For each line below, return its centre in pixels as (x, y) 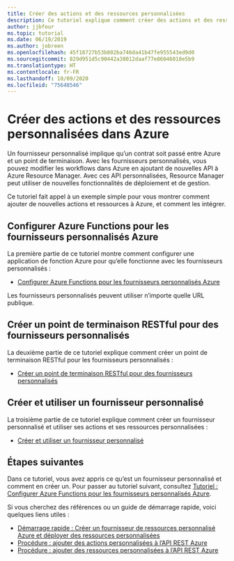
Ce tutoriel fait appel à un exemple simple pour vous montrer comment (109, 197)
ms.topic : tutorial (36, 33)
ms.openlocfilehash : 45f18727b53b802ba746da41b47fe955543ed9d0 (101, 53)
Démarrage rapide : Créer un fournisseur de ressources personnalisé (116, 528)
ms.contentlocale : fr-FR (43, 72)
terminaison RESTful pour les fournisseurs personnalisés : (91, 360)
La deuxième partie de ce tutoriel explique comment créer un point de (107, 352)
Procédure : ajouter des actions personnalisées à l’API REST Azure (112, 543)
